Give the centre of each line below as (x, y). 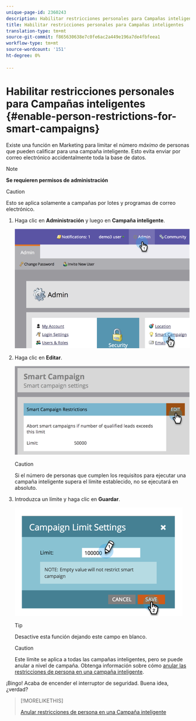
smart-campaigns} (53, 128)
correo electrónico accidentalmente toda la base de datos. (76, 157)
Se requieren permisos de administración (57, 180)
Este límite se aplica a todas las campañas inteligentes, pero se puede (99, 659)
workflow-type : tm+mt (32, 43)
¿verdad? (17, 689)
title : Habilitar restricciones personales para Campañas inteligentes (95, 25)
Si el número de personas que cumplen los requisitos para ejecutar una (100, 475)
